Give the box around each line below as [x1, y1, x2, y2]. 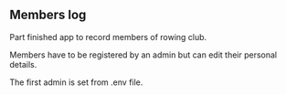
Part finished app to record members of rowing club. [9, 31, 207, 42]
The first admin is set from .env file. [9, 77, 143, 88]
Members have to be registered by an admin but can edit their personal [9, 49, 277, 60]
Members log [9, 7, 87, 23]
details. [9, 58, 37, 69]
